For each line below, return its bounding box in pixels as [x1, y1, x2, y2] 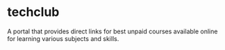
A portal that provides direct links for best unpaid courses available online [7, 27, 218, 35]
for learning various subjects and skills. [7, 34, 119, 42]
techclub [7, 4, 60, 20]
